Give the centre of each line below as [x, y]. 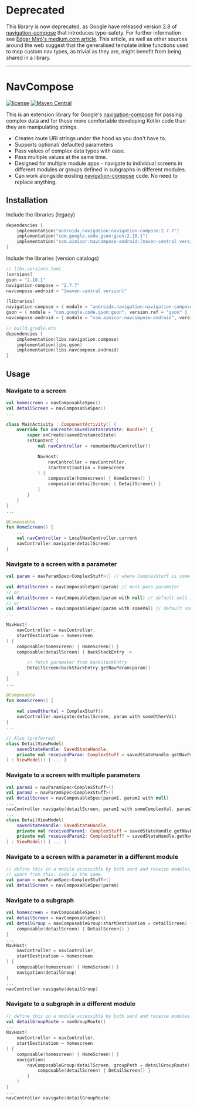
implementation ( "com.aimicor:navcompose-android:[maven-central [97, 242]
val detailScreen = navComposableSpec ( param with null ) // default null [97, 598]
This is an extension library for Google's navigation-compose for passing [94, 114]
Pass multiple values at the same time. [61, 157]
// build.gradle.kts [31, 328]
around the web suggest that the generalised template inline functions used [97, 45]
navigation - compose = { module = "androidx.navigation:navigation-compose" [101, 307]
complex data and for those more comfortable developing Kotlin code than [96, 120]
